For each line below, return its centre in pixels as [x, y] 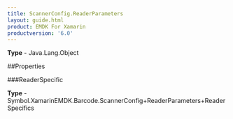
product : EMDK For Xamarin [47, 26]
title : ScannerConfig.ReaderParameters [65, 14]
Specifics [21, 108]
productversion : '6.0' [40, 33]
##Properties [26, 66]
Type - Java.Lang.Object [43, 53]
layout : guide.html [36, 20]
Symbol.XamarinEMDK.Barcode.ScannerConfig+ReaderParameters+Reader [116, 101]
